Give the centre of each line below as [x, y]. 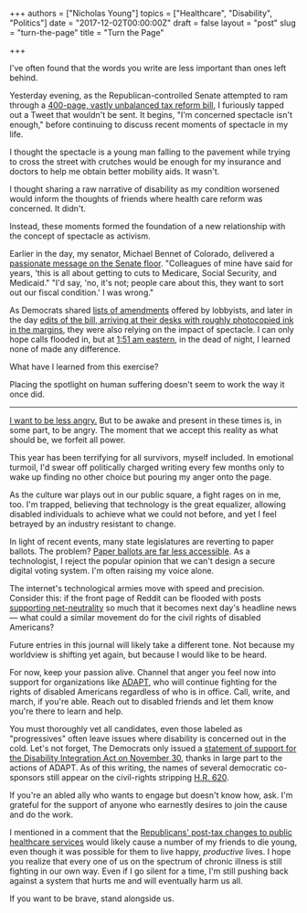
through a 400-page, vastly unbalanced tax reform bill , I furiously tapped [147, 105]
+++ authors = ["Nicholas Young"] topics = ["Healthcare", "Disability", [141, 13]
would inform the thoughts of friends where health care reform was [136, 199]
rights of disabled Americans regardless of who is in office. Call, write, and [150, 692]
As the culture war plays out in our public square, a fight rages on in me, [145, 494]
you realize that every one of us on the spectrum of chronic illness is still [146, 861]
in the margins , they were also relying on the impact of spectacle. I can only [152, 329]
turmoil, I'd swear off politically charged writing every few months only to [147, 467]
